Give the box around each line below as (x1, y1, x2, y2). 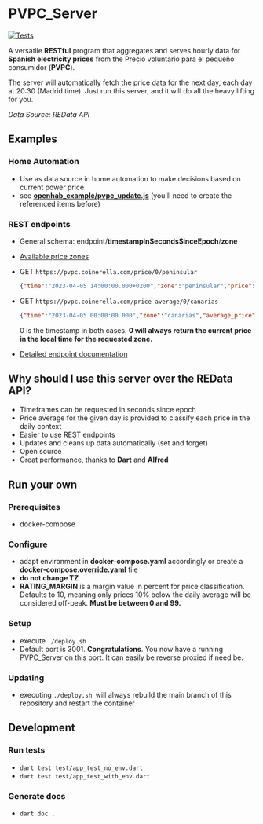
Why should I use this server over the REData (8, 372, 233, 386)
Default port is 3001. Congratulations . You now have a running (19, 644, 224, 654)
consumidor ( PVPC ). (8, 62, 75, 71)
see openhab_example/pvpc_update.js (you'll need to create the (19, 190, 232, 200)
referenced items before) (19, 199, 100, 208)
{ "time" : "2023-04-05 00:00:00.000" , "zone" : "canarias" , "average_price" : (19, 311, 259, 319)
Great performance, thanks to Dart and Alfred (19, 455, 169, 464)
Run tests (8, 745, 46, 756)
